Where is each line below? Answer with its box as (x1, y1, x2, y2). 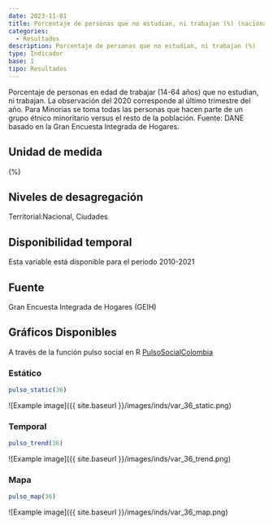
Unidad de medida (8, 145, 103, 159)
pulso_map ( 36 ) (8, 492, 57, 501)
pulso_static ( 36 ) (8, 386, 67, 394)
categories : (8, 27, 49, 35)
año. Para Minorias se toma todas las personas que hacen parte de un (8, 104, 244, 114)
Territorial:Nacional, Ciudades (8, 212, 108, 222)
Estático (8, 367, 42, 379)
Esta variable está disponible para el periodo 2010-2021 (8, 257, 195, 267)
